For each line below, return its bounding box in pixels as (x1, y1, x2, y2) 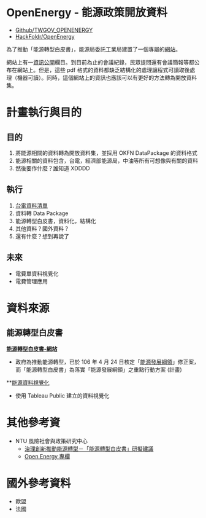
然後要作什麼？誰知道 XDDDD (15, 164, 90, 172)
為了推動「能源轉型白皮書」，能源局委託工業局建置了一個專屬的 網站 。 (6, 45, 181, 53)
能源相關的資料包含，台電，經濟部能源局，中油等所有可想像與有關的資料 (15, 157, 198, 164)
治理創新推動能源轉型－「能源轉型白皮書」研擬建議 (24, 445, 154, 452)
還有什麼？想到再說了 (15, 232, 69, 240)
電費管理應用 (15, 277, 48, 285)
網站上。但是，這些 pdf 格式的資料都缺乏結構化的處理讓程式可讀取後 (17, 66, 190, 74)
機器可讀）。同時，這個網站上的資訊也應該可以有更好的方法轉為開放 (17, 74, 186, 81)
